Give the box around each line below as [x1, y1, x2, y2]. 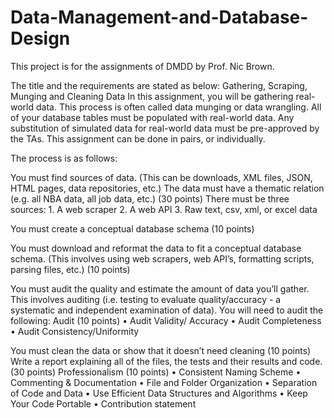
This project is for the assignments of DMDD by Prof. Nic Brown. [10, 60, 275, 72]
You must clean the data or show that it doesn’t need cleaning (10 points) [10, 344, 312, 356]
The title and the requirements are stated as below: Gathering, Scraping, [10, 79, 308, 91]
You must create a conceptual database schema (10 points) [10, 222, 255, 235]
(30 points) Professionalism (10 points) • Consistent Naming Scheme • [10, 366, 302, 378]
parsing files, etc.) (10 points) [10, 263, 131, 275]
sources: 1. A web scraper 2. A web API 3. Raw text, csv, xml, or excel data [10, 203, 318, 215]
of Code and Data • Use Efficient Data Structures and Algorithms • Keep [10, 387, 308, 399]
